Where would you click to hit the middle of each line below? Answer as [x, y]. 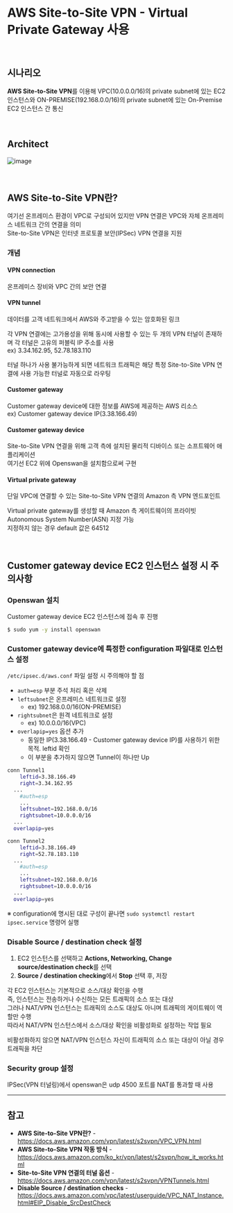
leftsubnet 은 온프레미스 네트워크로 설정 [72, 699]
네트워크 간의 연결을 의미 [48, 224]
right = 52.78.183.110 [49, 854]
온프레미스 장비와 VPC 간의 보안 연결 [57, 286]
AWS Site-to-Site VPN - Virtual [98, 13]
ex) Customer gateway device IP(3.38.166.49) [72, 413]
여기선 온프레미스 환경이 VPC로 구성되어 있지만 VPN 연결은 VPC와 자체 [104, 216]
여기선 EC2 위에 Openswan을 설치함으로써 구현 [72, 463]
